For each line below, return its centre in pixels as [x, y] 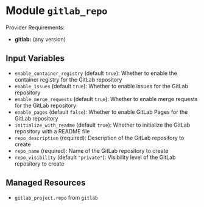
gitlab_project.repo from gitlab [56, 197]
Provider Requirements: [35, 27]
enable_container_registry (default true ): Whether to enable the [96, 73]
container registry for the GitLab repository [68, 79]
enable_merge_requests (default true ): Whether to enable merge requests [106, 99]
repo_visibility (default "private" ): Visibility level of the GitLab [95, 157]
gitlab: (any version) [40, 39]
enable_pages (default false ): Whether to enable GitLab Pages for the [101, 112]
